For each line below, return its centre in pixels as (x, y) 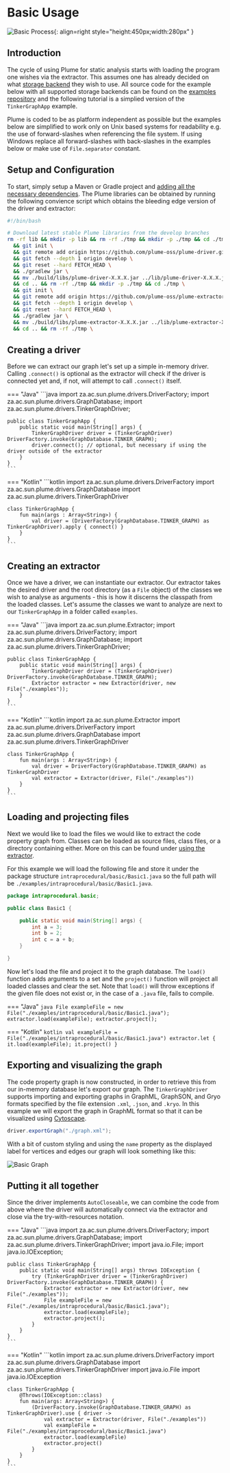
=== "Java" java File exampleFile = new (65, 1006)
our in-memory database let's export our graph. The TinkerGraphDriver (108, 1089)
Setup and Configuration (61, 170)
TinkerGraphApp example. (42, 106)
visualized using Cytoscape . (47, 1118)
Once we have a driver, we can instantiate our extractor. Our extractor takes (114, 583)
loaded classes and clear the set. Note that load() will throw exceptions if (111, 986)
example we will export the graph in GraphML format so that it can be (105, 1111)
